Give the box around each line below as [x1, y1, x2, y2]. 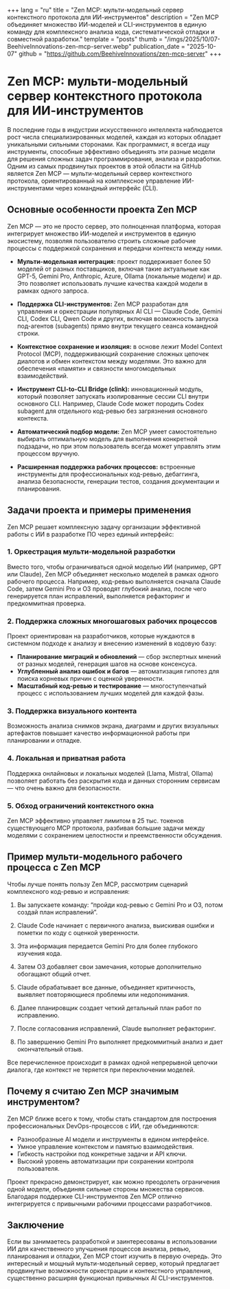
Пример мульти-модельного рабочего [7, 851, 183, 863]
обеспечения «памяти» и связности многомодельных [16, 364, 176, 372]
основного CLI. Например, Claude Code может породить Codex [16, 399, 205, 407]
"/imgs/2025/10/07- [164, 35, 221, 43]
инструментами [7, 183, 54, 192]
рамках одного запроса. [16, 287, 89, 295]
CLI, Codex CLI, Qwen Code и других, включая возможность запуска [16, 314, 219, 322]
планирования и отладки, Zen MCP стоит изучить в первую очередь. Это [7, 1252, 222, 1260]
